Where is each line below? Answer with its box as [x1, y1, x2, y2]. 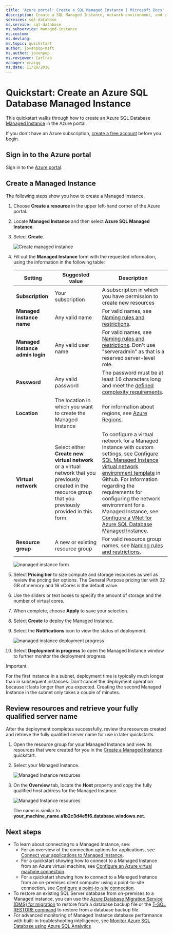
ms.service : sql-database [6, 22, 61, 27]
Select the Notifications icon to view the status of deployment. [13, 627, 147, 633]
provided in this [54, 508, 92, 515]
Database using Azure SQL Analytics [13, 923, 91, 929]
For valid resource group [102, 535, 161, 543]
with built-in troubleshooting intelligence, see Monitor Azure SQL [13, 918, 150, 924]
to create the [54, 409, 86, 417]
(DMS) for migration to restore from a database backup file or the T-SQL [13, 901, 166, 907]
